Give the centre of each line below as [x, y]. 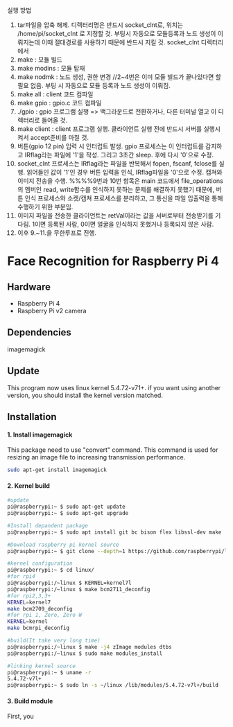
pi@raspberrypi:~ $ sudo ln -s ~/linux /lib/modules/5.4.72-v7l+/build [113, 685]
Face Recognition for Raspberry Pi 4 [113, 261]
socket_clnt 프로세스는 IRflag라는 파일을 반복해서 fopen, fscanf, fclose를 [117, 164]
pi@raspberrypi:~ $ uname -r [49, 672]
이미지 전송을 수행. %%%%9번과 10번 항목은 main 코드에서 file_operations [120, 181]
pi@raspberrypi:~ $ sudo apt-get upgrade [68, 514]
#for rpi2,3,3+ [29, 596]
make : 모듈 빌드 [40, 60]
